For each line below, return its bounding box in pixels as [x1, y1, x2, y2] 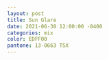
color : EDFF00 [7, 36, 48, 43]
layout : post [7, 10, 45, 17]
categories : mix [7, 29, 53, 37]
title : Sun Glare [7, 17, 57, 23]
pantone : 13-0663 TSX [7, 42, 69, 49]
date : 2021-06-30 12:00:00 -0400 [7, 23, 103, 30]
